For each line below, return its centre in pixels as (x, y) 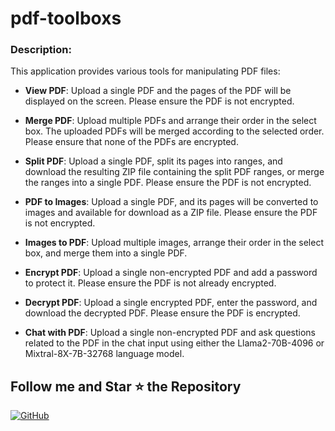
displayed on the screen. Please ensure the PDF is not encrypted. (159, 101)
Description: (41, 50)
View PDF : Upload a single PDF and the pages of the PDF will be (158, 91)
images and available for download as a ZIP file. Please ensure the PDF (171, 213)
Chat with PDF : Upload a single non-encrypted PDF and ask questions (170, 333)
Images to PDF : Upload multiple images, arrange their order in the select (174, 243)
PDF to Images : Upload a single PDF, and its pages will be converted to (171, 202)
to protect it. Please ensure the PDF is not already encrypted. (150, 283)
